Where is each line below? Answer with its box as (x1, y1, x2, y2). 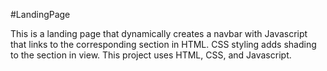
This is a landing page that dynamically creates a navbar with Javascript (10, 28, 308, 39)
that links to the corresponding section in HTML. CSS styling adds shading (10, 39, 317, 50)
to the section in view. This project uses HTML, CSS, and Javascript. (10, 49, 292, 61)
